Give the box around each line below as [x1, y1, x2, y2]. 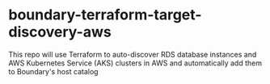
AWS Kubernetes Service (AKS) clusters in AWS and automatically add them [8, 58, 263, 68]
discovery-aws [8, 23, 112, 41]
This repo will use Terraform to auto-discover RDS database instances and [8, 49, 257, 59]
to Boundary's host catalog [8, 66, 99, 76]
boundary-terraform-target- [8, 6, 202, 24]
